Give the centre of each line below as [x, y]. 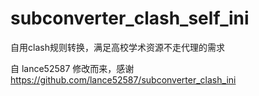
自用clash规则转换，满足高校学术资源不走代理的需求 [117, 47]
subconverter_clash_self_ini [130, 18]
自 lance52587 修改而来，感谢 [72, 68]
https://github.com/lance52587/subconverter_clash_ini [123, 79]
